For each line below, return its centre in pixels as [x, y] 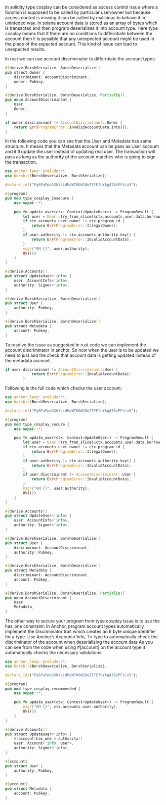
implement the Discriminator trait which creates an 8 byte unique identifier [81, 631]
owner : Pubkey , [30, 82]
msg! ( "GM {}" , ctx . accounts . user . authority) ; [71, 707]
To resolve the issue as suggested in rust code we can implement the [76, 345]
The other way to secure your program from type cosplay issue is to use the [83, 621]
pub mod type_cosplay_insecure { [40, 198]
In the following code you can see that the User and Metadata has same [78, 141]
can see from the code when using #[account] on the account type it [75, 647]
